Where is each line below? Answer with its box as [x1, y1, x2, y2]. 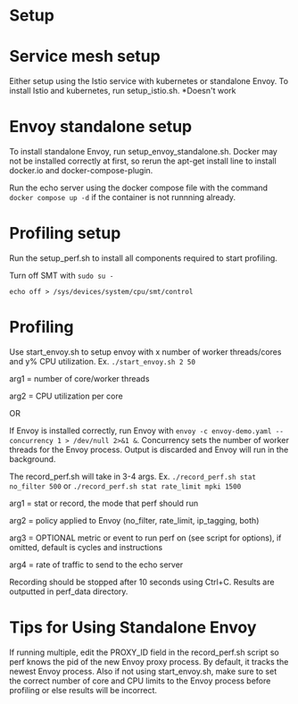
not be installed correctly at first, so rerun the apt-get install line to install [9, 155, 277, 166]
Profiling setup [9, 223, 121, 244]
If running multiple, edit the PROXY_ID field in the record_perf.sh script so [9, 647, 279, 658]
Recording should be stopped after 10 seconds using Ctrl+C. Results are [9, 576, 275, 587]
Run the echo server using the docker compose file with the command [9, 182, 269, 193]
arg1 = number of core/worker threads [9, 373, 150, 384]
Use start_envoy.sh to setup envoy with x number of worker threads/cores [9, 346, 282, 357]
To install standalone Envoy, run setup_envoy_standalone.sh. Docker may [9, 147, 278, 157]
